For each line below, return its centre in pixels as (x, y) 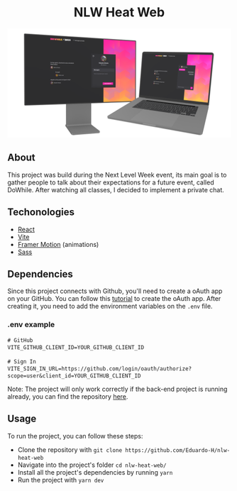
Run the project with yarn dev (61, 480)
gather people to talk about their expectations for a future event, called (111, 182)
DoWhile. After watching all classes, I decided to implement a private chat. (116, 189)
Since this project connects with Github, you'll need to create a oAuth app (115, 291)
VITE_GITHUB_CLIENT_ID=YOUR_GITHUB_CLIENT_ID (76, 347)
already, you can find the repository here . (68, 396)
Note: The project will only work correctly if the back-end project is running (117, 389)
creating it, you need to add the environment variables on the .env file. (110, 307)
